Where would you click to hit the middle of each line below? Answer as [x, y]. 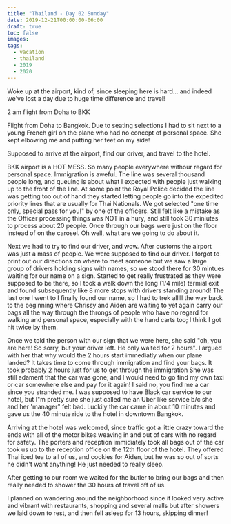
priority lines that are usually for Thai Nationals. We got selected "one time [113, 203]
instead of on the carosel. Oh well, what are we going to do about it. [103, 233]
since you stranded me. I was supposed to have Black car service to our [110, 392]
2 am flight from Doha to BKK [49, 112]
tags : [15, 46]
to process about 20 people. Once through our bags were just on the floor [112, 225]
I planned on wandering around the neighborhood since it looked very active [116, 498]
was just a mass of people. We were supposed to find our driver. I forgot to [113, 254]
